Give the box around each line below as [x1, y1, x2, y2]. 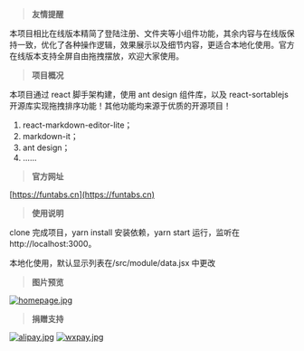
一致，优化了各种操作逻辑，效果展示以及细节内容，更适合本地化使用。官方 [16, 40, 295, 50]
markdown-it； [22, 131, 79, 141]
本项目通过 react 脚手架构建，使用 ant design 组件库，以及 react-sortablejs [9, 90, 290, 100]
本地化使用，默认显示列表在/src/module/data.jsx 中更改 [9, 258, 215, 268]
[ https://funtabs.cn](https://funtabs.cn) [9, 189, 156, 200]
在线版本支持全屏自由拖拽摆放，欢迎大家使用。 [9, 51, 184, 62]
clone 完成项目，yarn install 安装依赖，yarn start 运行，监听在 [9, 227, 241, 238]
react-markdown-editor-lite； [22, 119, 133, 130]
